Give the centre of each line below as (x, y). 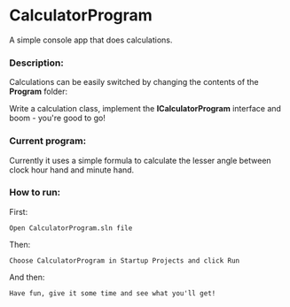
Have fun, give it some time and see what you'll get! (113, 293)
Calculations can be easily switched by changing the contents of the (134, 82)
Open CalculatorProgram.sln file (71, 228)
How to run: (35, 193)
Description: (36, 63)
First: (19, 211)
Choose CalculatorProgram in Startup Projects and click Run (125, 261)
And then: (27, 277)
